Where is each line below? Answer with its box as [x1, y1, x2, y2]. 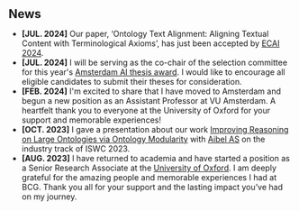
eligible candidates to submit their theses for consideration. [21, 77, 242, 87]
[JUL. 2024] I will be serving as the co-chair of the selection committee [21, 57, 288, 69]
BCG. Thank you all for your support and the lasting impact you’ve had [21, 182, 283, 193]
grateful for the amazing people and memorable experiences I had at [21, 172, 276, 183]
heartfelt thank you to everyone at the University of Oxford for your [21, 105, 271, 116]
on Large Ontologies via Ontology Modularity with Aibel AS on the [21, 133, 266, 145]
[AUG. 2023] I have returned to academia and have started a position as [21, 153, 290, 164]
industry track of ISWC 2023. [21, 143, 131, 154]
